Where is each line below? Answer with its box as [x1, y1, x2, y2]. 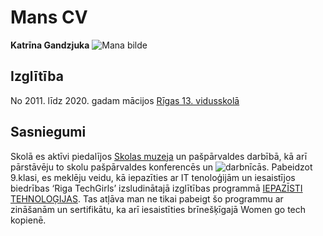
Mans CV [10, 6, 88, 29]
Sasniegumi [10, 124, 87, 141]
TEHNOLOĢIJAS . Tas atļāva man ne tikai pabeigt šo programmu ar [10, 192, 284, 205]
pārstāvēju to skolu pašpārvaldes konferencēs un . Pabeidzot [10, 161, 313, 173]
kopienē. [10, 214, 47, 226]
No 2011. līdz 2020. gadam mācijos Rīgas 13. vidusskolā [10, 94, 240, 106]
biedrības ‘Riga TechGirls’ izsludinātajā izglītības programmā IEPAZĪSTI [10, 182, 303, 194]
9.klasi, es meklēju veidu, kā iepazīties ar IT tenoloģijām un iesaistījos [10, 171, 296, 183]
